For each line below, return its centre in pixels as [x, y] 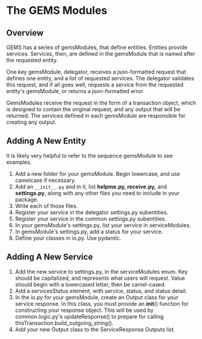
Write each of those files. [46, 205]
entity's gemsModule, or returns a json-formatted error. [75, 91]
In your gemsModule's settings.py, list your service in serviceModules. [103, 225]
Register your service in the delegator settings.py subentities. [91, 212]
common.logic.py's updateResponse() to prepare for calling [89, 316]
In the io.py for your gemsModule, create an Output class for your [96, 297]
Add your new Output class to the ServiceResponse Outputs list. [95, 329]
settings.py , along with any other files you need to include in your [97, 193]
